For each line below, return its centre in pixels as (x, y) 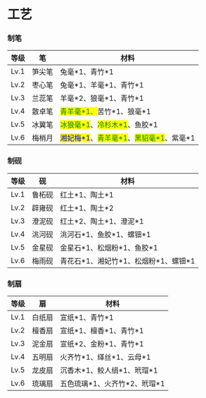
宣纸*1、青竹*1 (87, 318)
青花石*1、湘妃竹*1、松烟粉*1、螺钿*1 (128, 260)
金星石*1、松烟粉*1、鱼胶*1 (109, 248)
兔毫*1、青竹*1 (87, 72)
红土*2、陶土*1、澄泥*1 (102, 221)
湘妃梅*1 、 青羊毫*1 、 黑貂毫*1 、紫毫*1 (128, 138)
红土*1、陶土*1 (87, 195)
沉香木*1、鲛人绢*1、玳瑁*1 (109, 370)
